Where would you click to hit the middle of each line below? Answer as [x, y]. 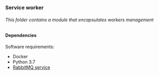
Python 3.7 [24, 62]
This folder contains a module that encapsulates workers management [79, 20]
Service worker [25, 8]
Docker [20, 56]
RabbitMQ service [31, 67]
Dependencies [21, 35]
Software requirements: [30, 47]
